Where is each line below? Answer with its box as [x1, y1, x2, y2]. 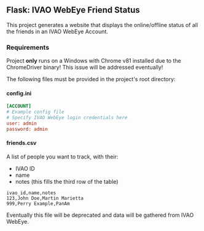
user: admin [6, 120, 37, 127]
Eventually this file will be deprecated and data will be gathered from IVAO [6, 211, 194, 219]
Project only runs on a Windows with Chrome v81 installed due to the [6, 57, 181, 65]
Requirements [6, 43, 50, 52]
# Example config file [6, 109, 65, 116]
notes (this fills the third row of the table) [15, 178, 119, 185]
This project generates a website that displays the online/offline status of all [6, 21, 198, 28]
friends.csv [6, 139, 37, 147]
